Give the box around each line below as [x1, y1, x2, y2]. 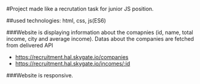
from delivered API [6, 42, 54, 49]
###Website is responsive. [6, 72, 73, 79]
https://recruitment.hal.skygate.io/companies [15, 54, 129, 60]
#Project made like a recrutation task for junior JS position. [6, 5, 154, 12]
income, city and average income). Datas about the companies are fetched [6, 35, 194, 42]
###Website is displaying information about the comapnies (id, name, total [6, 29, 193, 36]
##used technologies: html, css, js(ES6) [6, 17, 107, 24]
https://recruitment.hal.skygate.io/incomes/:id [15, 60, 130, 67]
